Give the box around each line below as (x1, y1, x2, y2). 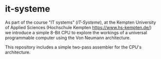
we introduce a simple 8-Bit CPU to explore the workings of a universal (5, 29, 147, 35)
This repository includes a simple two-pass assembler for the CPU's (5, 44, 142, 50)
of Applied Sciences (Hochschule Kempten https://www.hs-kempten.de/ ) (5, 24, 152, 30)
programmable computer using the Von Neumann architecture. (5, 35, 131, 41)
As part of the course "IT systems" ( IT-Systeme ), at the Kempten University (5, 19, 157, 25)
